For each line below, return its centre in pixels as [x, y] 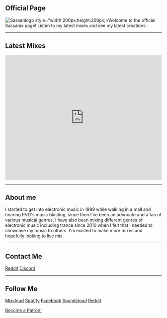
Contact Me [24, 256]
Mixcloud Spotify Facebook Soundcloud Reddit [53, 301]
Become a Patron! [23, 311]
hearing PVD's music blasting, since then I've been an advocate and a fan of [83, 215]
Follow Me [21, 289]
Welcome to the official [132, 20]
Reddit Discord [20, 268]
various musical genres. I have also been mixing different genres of [74, 220]
